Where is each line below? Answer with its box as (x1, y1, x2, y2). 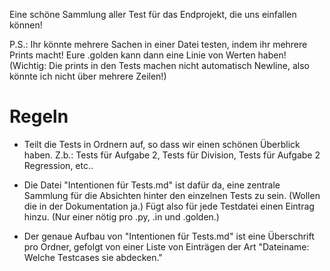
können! (9, 19, 43, 31)
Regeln (9, 105, 69, 128)
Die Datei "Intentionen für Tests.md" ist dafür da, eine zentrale (23, 179, 281, 191)
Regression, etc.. (23, 159, 94, 171)
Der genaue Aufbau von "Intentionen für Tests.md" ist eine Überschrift (23, 230, 315, 242)
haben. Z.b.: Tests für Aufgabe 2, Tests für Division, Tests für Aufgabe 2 (23, 149, 321, 161)
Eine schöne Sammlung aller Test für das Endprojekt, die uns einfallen (9, 9, 297, 20)
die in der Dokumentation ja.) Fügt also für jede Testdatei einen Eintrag (23, 200, 315, 212)
